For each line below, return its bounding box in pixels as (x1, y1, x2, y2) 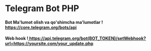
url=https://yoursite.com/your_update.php (5, 41, 93, 47)
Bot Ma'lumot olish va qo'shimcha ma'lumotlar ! (5, 19, 103, 25)
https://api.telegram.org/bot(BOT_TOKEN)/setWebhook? (29, 35, 146, 41)
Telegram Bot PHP (5, 3, 79, 14)
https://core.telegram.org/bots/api (5, 24, 77, 30)
